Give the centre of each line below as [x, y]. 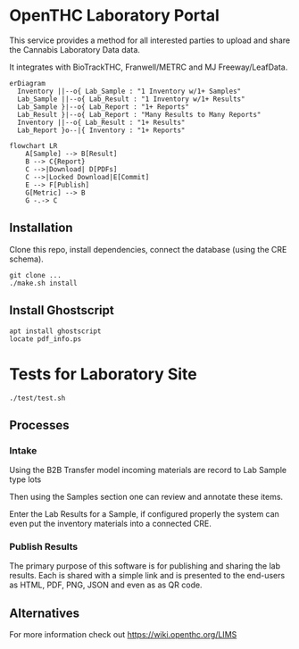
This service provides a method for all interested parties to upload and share [150, 40]
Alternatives [45, 613]
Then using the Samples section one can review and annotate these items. [146, 497]
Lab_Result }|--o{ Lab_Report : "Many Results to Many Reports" [139, 114]
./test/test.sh [37, 398]
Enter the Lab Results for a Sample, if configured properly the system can [144, 514]
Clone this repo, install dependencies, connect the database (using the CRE [148, 249]
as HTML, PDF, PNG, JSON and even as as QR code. [106, 585]
